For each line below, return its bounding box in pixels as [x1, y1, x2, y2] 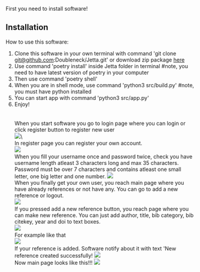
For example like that [14, 231, 66, 239]
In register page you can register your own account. [14, 139, 143, 146]
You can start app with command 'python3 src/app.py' [14, 94, 149, 101]
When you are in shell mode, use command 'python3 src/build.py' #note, [14, 81, 195, 88]
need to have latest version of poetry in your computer [14, 69, 149, 76]
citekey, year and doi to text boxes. [14, 218, 101, 225]
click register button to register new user [14, 126, 115, 133]
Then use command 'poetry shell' [14, 75, 98, 82]
